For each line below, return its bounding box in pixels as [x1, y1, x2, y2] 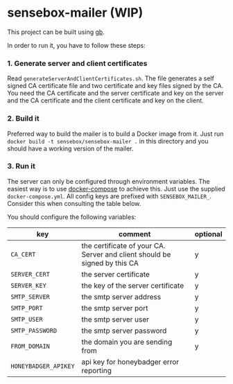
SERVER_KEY [10, 281, 46, 289]
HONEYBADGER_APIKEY [10, 362, 75, 370]
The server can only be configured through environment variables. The [7, 177, 210, 185]
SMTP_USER [10, 315, 43, 323]
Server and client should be [81, 250, 171, 259]
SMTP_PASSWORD [10, 326, 58, 334]
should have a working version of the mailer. [7, 144, 134, 152]
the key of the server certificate [81, 281, 184, 290]
